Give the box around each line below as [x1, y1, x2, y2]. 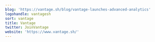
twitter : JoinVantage [5, 25, 49, 30]
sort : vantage [5, 16, 34, 21]
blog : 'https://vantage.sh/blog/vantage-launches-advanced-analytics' [5, 7, 151, 12]
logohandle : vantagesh [5, 12, 51, 16]
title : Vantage [5, 20, 36, 26]
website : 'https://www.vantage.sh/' [5, 29, 79, 34]
